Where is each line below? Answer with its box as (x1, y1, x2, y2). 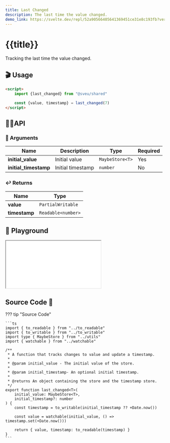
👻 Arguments (5, 134, 38, 141)
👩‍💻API (5, 119, 25, 128)
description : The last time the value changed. (5, 12, 108, 17)
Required (137, 147, 160, 154)
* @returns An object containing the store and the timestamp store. (7, 379, 157, 384)
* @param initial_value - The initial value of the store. (7, 361, 135, 366)
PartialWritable (39, 202, 78, 208)
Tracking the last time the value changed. (5, 55, 92, 61)
